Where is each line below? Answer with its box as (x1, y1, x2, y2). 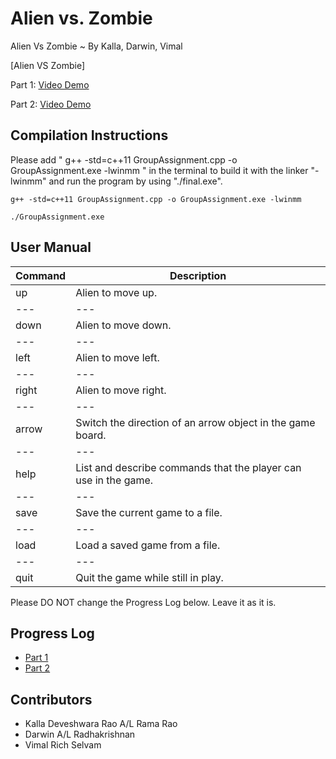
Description (169, 268, 227, 282)
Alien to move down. (75, 318, 172, 332)
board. (75, 428, 107, 442)
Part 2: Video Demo (10, 98, 92, 110)
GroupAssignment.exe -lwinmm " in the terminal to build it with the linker (10, 164, 309, 176)
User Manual (10, 239, 92, 256)
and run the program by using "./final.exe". (48, 175, 223, 187)
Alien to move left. (75, 350, 160, 364)
